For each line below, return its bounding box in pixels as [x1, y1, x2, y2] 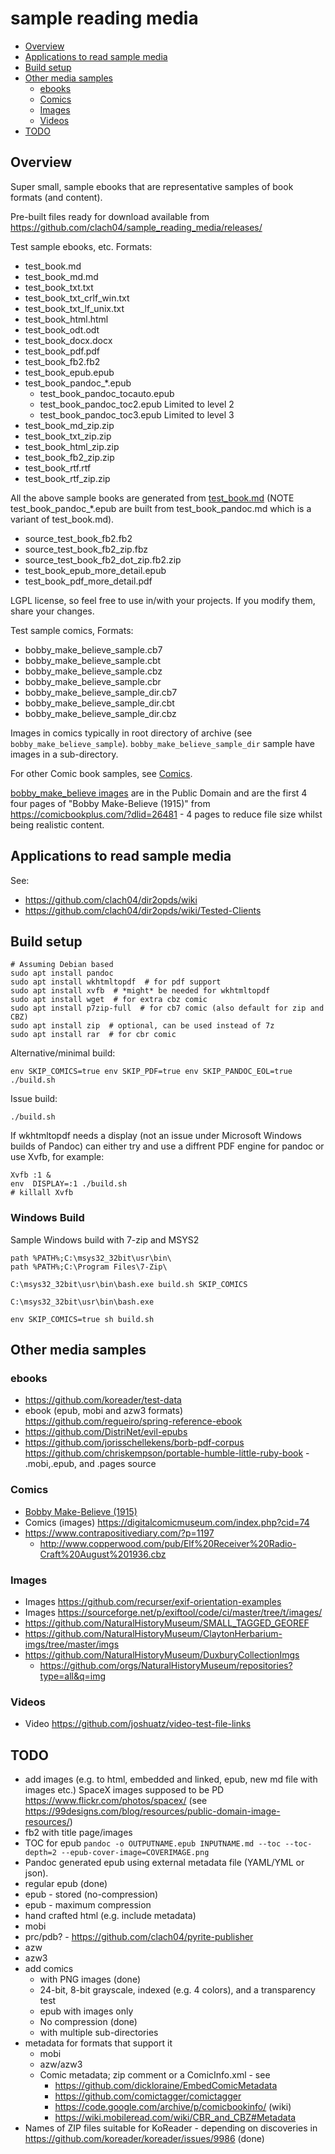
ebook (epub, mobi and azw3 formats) [24, 1405, 184, 1417]
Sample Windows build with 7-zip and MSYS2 [10, 1233, 200, 1246]
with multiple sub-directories [39, 2027, 159, 2039]
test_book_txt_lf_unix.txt [24, 302, 125, 314]
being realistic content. [10, 818, 105, 831]
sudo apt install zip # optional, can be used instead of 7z [10, 1021, 275, 1031]
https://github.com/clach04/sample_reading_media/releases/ [10, 221, 263, 233]
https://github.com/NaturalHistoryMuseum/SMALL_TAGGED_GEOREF [24, 1617, 310, 1629]
